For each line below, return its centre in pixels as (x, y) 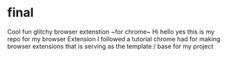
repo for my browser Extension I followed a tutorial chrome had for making (114, 38)
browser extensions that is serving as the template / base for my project (110, 46)
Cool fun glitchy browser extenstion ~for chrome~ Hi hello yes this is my (111, 32)
